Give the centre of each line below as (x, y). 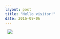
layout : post (18, 9)
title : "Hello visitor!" (30, 14)
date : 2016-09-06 (23, 18)
